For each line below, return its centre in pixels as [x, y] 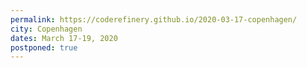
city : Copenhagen [46, 29]
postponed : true [44, 47]
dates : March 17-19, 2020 [64, 38]
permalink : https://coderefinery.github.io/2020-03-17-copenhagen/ [154, 19]
